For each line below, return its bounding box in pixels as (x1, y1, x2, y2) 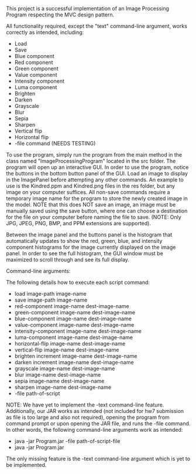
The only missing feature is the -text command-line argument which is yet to (6, 455, 191, 462)
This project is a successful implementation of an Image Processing (6, 5, 170, 12)
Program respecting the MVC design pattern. (6, 11, 115, 18)
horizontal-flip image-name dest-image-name (14, 340, 126, 347)
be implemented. (6, 462, 47, 468)
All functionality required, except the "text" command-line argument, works (6, 23, 187, 29)
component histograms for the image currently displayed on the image (6, 243, 176, 250)
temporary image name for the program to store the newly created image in (6, 195, 188, 202)
